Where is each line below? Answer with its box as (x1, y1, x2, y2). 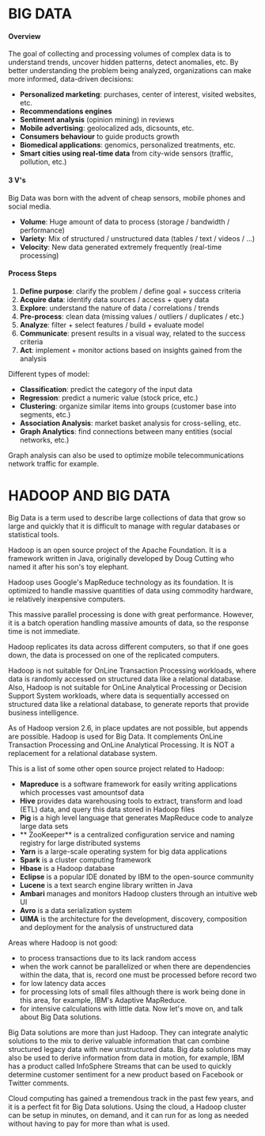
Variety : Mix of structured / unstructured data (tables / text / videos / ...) (19, 233, 256, 243)
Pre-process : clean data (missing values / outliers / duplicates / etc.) (19, 311, 244, 321)
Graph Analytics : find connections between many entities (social (19, 426, 233, 436)
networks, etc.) (19, 435, 70, 444)
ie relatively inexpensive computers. (8, 594, 126, 604)
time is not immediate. (8, 626, 81, 635)
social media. (8, 201, 51, 211)
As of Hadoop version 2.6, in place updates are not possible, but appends (8, 723, 248, 732)
